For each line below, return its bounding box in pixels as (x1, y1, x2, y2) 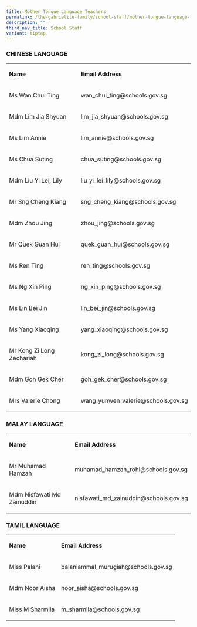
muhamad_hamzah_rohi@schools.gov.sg (74, 465, 188, 473)
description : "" (6, 19, 46, 25)
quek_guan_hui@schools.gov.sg (80, 240, 170, 248)
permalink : (6, 14, 33, 20)
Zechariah (9, 354, 37, 362)
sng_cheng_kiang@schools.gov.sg (80, 198, 176, 206)
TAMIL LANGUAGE (6, 521, 60, 529)
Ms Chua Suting (9, 155, 53, 163)
